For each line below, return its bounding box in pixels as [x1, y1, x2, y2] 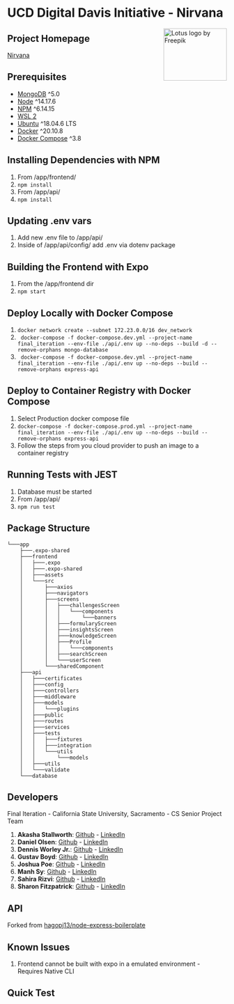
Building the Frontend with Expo [7, 261, 149, 273]
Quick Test [7, 987, 55, 999]
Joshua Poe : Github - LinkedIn [17, 860, 106, 868]
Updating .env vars [7, 215, 92, 227]
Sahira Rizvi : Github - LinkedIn [17, 875, 106, 884]
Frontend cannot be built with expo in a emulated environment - [17, 959, 201, 968]
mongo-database [64, 347, 109, 354]
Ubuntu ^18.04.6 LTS [17, 119, 77, 127]
